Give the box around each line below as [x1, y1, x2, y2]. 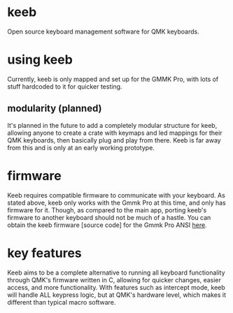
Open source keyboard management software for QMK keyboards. [7, 27, 199, 36]
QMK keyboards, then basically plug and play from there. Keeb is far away [7, 136, 222, 144]
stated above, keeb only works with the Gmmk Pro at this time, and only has [7, 198, 226, 207]
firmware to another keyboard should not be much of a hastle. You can [7, 213, 211, 221]
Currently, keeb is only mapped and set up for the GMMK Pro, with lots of [7, 75, 219, 83]
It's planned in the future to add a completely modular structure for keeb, [7, 121, 218, 129]
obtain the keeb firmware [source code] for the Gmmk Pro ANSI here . [7, 221, 208, 229]
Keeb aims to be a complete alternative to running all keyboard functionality [7, 268, 225, 277]
